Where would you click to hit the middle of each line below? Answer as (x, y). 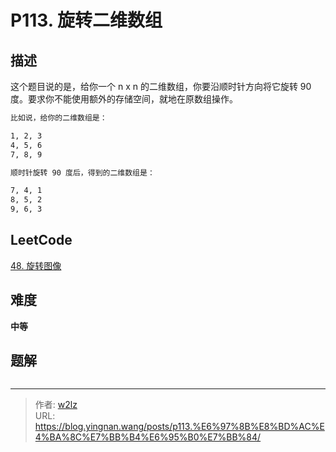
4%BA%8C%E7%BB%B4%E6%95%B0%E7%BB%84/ (148, 437)
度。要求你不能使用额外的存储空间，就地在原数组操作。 (124, 99)
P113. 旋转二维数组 (86, 20)
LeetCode (41, 240)
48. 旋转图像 (36, 265)
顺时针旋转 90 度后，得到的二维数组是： (82, 172)
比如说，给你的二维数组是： (59, 118)
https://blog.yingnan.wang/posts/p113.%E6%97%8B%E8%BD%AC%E (179, 427)
